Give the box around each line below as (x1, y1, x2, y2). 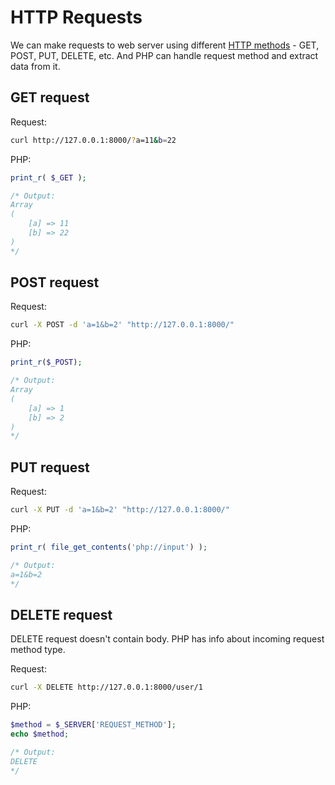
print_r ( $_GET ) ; (10, 172, 87, 183)
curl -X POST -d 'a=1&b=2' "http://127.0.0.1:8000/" (10, 320, 235, 330)
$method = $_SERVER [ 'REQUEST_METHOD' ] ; (10, 720, 177, 730)
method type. (10, 644, 66, 656)
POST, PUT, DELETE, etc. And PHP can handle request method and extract (10, 49, 319, 61)
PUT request (10, 459, 90, 476)
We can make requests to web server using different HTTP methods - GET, (10, 39, 320, 51)
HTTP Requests (10, 6, 143, 29)
